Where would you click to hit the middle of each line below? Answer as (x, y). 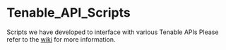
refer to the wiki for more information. (61, 39)
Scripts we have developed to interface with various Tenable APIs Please (113, 32)
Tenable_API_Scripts (69, 13)
